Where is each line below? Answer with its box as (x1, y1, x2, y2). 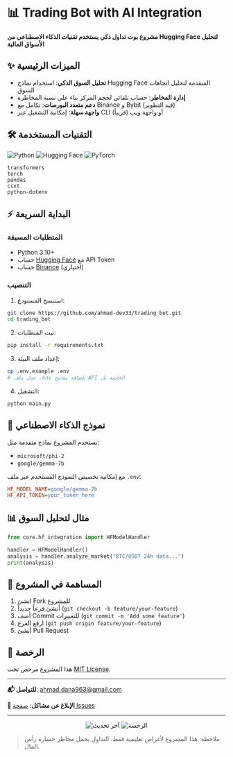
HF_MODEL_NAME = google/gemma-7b (7, 486, 98, 493)
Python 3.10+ (17, 248, 55, 257)
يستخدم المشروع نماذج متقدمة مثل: (7, 438, 100, 446)
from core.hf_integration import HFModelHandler (7, 534, 150, 541)
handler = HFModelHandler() (7, 547, 89, 554)
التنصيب (7, 280, 31, 290)
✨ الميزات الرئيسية (7, 60, 80, 72)
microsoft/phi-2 (17, 452, 64, 459)
